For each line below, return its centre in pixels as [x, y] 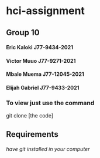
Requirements [32, 134]
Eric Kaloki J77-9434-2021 [40, 48]
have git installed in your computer [48, 149]
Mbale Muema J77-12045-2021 [45, 74]
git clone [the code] [30, 116]
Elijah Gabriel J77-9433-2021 [43, 88]
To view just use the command [50, 103]
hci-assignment [45, 11]
